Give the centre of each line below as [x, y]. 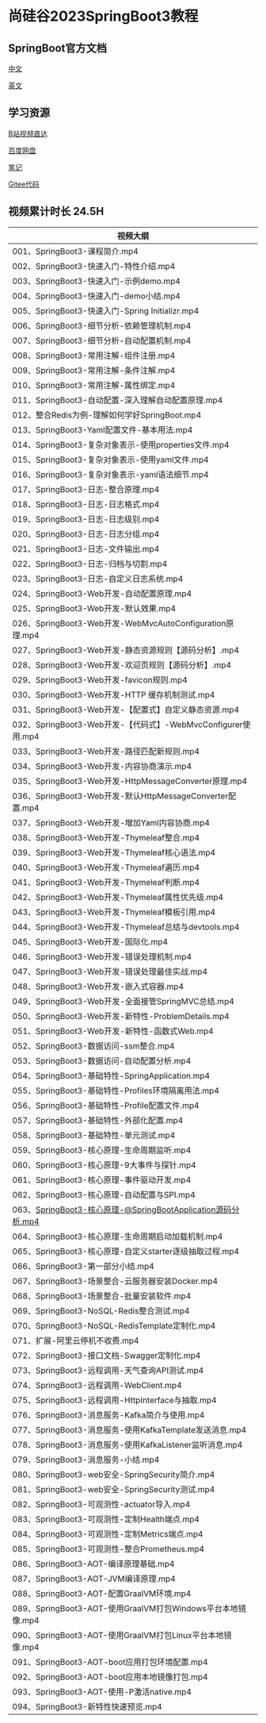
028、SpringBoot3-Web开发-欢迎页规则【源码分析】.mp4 [122, 665]
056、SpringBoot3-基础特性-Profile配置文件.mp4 [106, 1106]
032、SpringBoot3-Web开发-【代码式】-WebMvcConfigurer [127, 725]
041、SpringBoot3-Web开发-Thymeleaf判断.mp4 [106, 882]
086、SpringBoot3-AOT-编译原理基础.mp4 [93, 1563]
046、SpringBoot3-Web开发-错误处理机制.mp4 [102, 956]
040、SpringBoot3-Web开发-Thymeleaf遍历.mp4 [106, 867]
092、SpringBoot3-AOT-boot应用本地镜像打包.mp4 [110, 1677]
